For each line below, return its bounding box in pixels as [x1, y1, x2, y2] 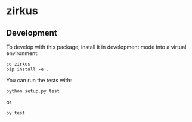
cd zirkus [6, 61, 31, 67]
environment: [6, 50, 39, 57]
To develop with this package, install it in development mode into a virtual [6, 43, 187, 50]
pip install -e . [6, 66, 49, 72]
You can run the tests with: [6, 77, 72, 84]
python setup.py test [6, 88, 60, 94]
